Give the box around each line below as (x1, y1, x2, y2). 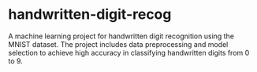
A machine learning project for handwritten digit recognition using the (8, 31, 235, 41)
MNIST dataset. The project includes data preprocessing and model (8, 39, 229, 49)
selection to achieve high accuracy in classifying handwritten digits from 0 (8, 48, 250, 57)
